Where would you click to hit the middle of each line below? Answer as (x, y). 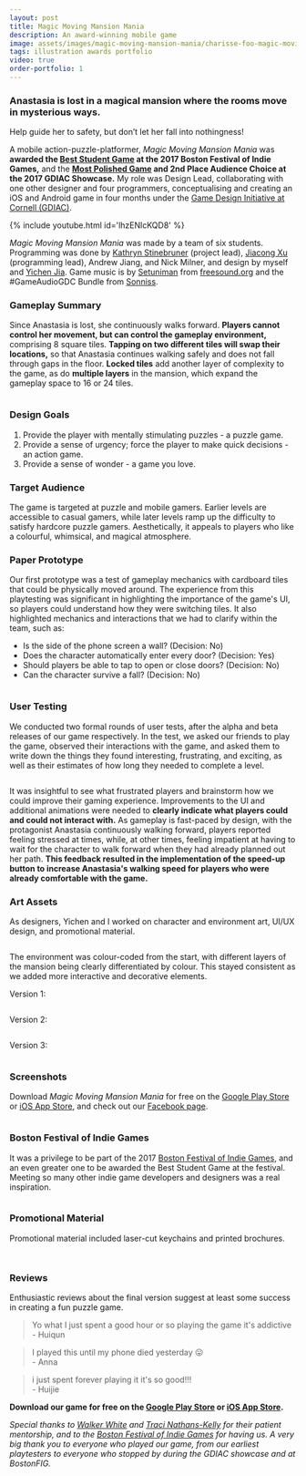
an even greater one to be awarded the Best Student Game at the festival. (148, 1167)
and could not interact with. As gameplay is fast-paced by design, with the (151, 820)
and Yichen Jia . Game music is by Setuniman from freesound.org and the (147, 272)
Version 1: (28, 994)
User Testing (38, 707)
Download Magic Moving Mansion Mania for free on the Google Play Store (149, 1097)
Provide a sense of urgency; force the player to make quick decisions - (155, 444)
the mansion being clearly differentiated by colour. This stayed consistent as (153, 966)
